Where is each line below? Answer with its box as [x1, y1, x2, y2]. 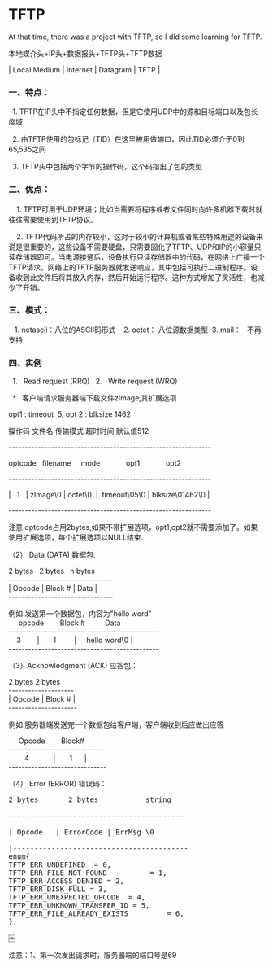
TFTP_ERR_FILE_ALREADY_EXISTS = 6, [8, 909, 184, 918]
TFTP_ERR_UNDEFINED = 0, [8, 860, 112, 869]
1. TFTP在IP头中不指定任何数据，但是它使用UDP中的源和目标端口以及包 [11, 107, 251, 116]
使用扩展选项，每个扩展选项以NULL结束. [8, 532, 144, 542]
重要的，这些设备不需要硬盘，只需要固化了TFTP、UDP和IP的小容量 [29, 242, 254, 252]
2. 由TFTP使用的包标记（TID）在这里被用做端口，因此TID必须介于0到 [11, 134, 245, 144]
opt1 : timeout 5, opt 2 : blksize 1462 [8, 409, 132, 419]
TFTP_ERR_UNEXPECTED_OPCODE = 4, [8, 893, 146, 902]
